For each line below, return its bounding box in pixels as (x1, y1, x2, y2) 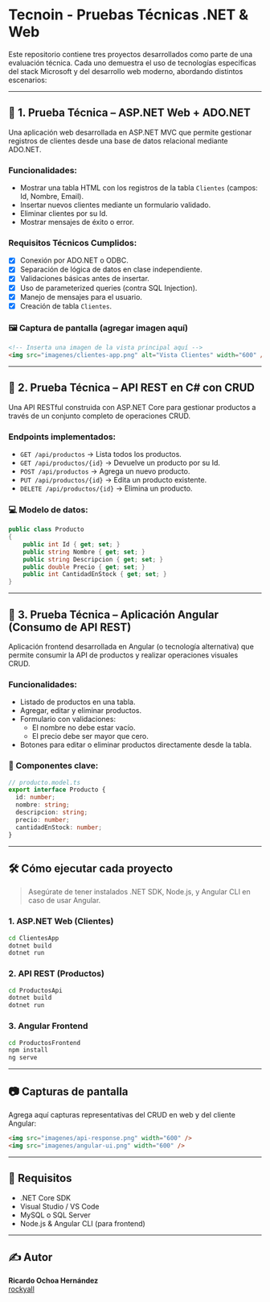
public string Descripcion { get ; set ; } (22, 555, 163, 563)
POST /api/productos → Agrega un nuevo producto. (19, 466, 190, 476)
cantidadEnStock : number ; (15, 823, 103, 831)
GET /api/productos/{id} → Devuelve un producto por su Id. (19, 458, 221, 467)
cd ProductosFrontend (8, 1039, 81, 1047)
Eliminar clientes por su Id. (19, 209, 108, 218)
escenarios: (8, 75, 47, 85)
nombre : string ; (15, 801, 70, 809)
